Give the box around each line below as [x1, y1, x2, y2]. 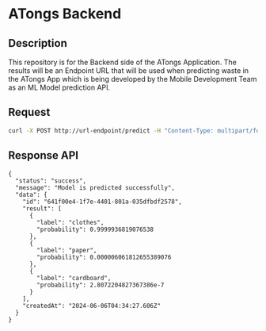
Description [8, 37, 67, 50]
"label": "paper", [36, 246, 97, 254]
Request [8, 106, 51, 119]
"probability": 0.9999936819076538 [36, 225, 154, 233]
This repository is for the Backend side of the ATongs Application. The [8, 57, 237, 67]
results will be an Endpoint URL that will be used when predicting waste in [8, 66, 249, 75]
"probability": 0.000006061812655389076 [36, 253, 172, 261]
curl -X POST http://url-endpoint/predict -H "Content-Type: [8, 126, 215, 135]
